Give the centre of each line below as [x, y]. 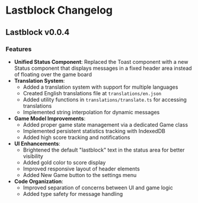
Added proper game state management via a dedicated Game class [105, 124]
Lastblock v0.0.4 [38, 32]
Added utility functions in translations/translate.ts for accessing [105, 99]
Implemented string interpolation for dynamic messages [91, 112]
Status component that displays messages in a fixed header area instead [103, 68]
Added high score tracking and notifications [76, 137]
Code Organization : [39, 181]
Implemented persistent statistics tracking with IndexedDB [94, 131]
